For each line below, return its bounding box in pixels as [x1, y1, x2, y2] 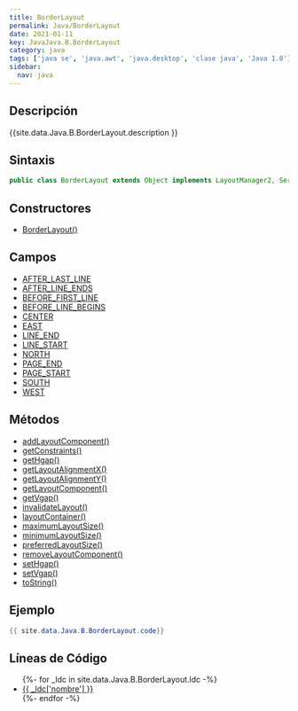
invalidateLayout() [21, 502, 89, 512]
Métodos [9, 412, 60, 427]
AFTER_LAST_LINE [21, 273, 91, 284]
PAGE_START [21, 367, 71, 378]
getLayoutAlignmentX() [21, 464, 107, 474]
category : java [9, 46, 66, 55]
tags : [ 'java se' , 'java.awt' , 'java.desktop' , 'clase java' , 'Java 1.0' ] [9, 54, 292, 63]
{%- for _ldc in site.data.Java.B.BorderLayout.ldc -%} [21, 675, 217, 685]
